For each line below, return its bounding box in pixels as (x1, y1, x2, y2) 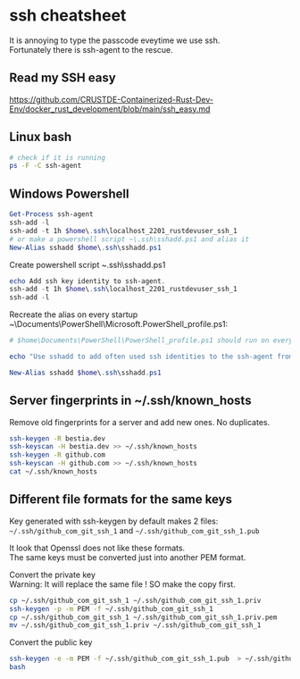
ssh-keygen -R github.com (9, 450, 105, 460)
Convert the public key (9, 637, 93, 648)
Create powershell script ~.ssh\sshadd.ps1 (9, 259, 166, 270)
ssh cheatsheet (9, 5, 127, 26)
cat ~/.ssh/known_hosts (9, 467, 98, 476)
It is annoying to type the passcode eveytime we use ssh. (9, 35, 221, 46)
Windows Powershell (9, 186, 129, 201)
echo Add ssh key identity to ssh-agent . (9, 276, 166, 286)
